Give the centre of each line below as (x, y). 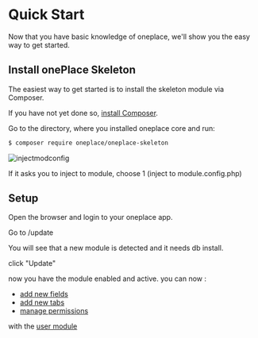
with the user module (43, 326)
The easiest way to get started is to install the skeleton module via (116, 89)
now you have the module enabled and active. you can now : (107, 278)
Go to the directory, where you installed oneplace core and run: (112, 128)
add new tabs (42, 302)
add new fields (44, 294)
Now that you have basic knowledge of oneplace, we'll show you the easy (129, 36)
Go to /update (31, 232)
